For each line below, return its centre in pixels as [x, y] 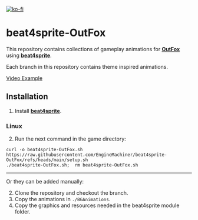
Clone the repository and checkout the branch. [71, 193]
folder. [22, 212]
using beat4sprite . [29, 55]
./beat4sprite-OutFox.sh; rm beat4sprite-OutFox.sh [72, 165]
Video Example [24, 78]
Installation [27, 97]
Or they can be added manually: [45, 182]
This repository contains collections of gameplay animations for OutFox [93, 49]
